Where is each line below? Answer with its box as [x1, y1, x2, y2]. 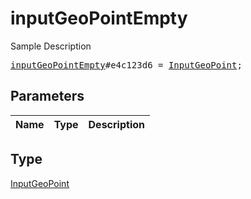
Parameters [10, 88, 85, 105]
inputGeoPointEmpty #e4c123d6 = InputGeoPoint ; [10, 59, 243, 71]
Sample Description [10, 40, 92, 52]
